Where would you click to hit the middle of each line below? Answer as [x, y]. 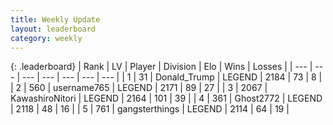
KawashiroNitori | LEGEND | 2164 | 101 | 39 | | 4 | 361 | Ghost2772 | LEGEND [166, 98]
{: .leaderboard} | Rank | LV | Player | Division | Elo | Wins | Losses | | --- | [161, 67]
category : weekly [46, 38]
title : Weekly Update [55, 19]
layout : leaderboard [53, 29]
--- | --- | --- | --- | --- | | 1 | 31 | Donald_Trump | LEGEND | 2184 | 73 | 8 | [172, 77]
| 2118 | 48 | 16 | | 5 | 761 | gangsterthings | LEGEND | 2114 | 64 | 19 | [150, 109]
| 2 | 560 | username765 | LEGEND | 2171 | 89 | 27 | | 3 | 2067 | [139, 88]
